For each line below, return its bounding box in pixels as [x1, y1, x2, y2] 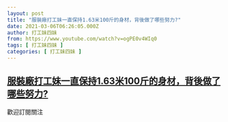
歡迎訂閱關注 [7, 108, 43, 116]
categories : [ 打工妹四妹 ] [7, 49, 82, 56]
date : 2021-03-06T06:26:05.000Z [7, 23, 99, 29]
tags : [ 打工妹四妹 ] [7, 42, 63, 49]
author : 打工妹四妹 [7, 29, 57, 36]
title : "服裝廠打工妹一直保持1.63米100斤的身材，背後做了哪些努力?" [7, 16, 182, 23]
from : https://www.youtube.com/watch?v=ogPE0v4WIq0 [7, 36, 157, 42]
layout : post [7, 10, 44, 17]
